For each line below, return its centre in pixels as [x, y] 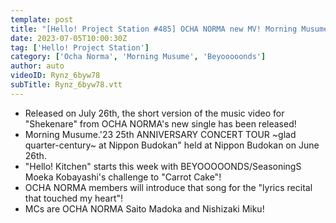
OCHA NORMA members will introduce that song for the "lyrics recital [168, 187]
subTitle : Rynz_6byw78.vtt [66, 85]
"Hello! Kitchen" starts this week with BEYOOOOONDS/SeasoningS [163, 166]
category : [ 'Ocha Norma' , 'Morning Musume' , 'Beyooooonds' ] [138, 57]
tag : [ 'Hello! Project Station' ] [80, 47]
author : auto [37, 66]
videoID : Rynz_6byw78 [55, 76]
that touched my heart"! [74, 198]
